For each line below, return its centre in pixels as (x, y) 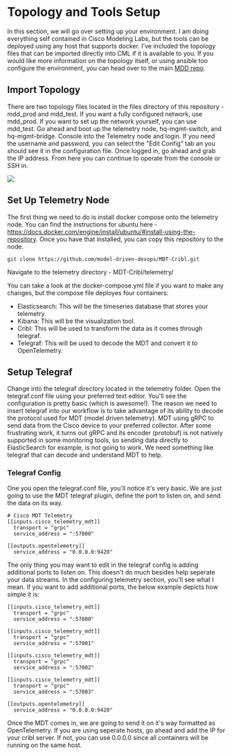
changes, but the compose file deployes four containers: (88, 292)
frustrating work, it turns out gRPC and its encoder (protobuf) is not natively (115, 433)
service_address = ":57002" (54, 667)
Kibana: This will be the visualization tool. (76, 321)
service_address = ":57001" (54, 643)
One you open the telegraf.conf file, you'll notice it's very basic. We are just (115, 488)
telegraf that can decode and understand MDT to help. (85, 455)
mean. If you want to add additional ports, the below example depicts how (113, 587)
